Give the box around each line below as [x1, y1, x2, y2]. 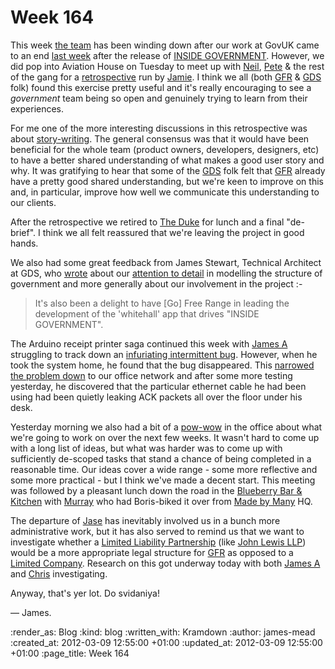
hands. [10, 237, 39, 249]
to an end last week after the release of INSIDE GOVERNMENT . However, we [10, 49, 325, 61]
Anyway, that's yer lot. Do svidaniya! [10, 587, 160, 599]
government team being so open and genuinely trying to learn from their [10, 92, 308, 104]
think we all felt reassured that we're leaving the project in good [42, 226, 305, 238]
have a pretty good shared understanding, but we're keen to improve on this [10, 175, 324, 187]
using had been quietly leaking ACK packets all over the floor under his [10, 391, 303, 403]
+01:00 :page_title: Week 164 [10, 647, 130, 659]
